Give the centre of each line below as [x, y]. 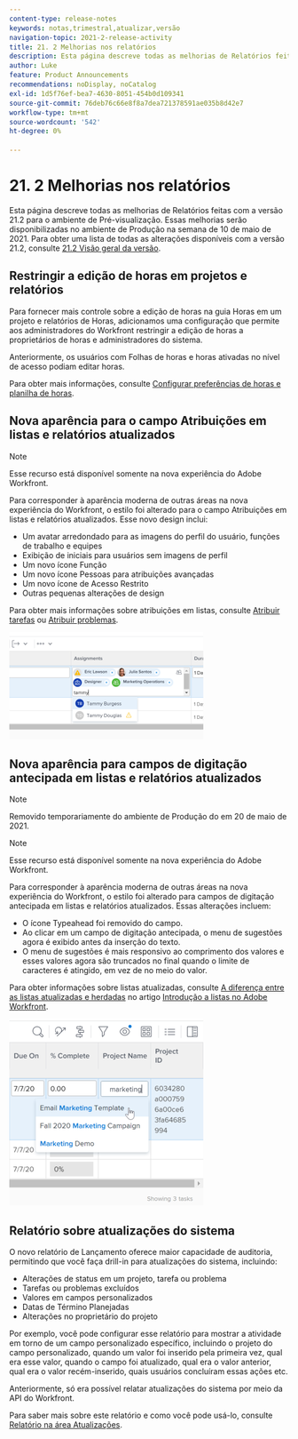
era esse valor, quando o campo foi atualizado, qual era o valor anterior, [141, 1362]
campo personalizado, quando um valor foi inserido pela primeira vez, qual [146, 1353]
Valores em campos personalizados [87, 1298]
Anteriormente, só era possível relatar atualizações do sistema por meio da [146, 1389]
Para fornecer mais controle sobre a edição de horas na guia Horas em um [145, 311]
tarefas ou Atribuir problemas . [64, 620]
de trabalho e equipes [62, 546]
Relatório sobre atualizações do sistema [122, 1231]
